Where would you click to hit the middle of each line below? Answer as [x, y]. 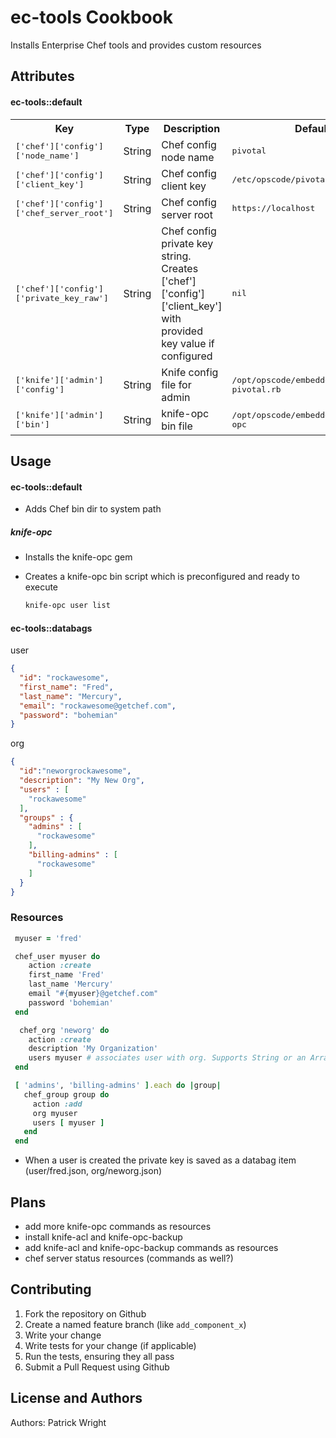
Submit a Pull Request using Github [97, 1367]
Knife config [190, 372]
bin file [177, 426]
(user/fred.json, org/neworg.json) [93, 1171]
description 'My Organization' [93, 1049]
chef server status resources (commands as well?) [129, 1258]
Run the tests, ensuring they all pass [99, 1356]
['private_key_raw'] [62, 297]
